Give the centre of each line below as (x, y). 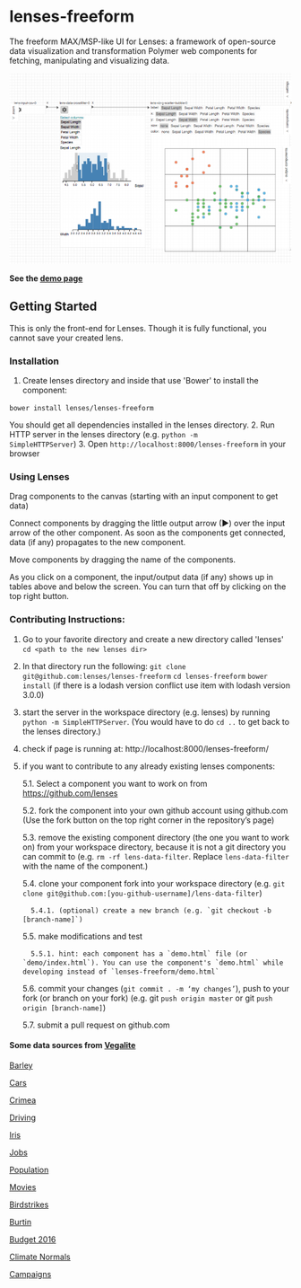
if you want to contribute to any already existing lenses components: (149, 766)
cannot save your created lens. (66, 338)
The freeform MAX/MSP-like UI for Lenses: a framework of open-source (142, 41)
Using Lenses (39, 476)
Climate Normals (40, 1257)
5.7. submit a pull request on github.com (96, 1025)
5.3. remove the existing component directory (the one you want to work (155, 837)
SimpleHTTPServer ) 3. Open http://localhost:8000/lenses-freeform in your (148, 444)
